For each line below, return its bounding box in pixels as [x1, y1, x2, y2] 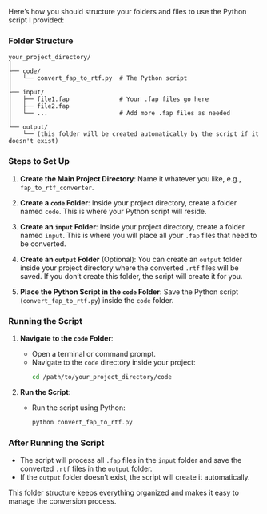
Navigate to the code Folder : [19, 333, 114, 343]
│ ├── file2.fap [8, 102, 70, 110]
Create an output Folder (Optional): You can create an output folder [19, 254, 243, 264]
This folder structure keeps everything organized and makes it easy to [8, 488, 240, 497]
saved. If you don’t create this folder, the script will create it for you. [19, 271, 243, 281]
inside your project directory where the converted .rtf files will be [19, 263, 239, 273]
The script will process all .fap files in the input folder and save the [19, 455, 242, 464]
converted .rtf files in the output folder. [19, 464, 153, 473]
